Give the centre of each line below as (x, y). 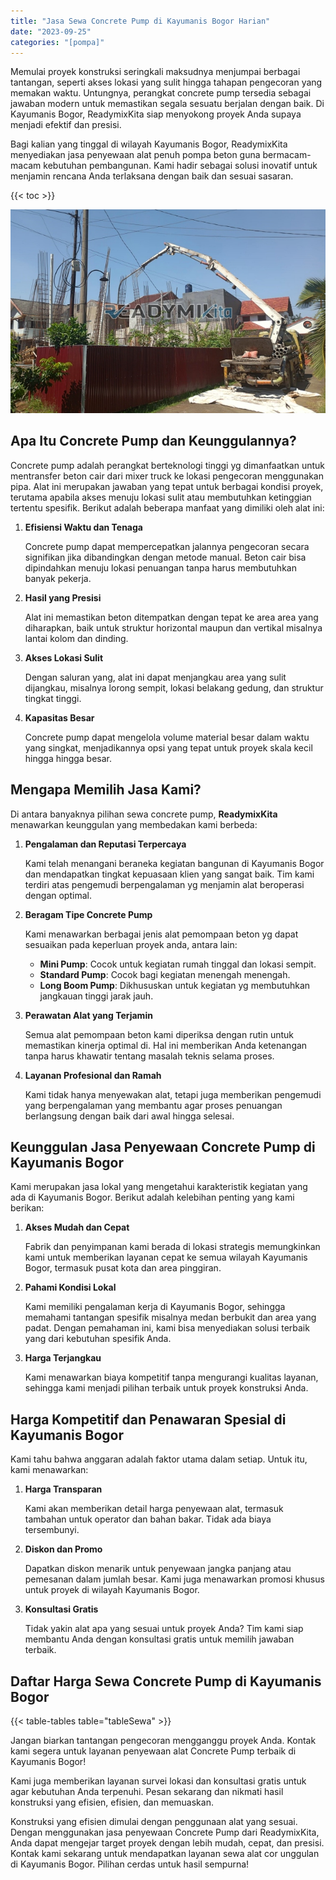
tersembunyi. (52, 1530)
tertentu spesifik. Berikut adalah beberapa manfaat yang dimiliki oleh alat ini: (167, 507)
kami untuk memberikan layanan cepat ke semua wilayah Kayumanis (166, 1257)
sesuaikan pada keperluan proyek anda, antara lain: (131, 944)
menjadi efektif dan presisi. (66, 125)
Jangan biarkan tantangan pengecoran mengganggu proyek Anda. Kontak (163, 1741)
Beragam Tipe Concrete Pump (88, 914)
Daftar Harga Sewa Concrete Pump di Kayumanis (166, 1681)
